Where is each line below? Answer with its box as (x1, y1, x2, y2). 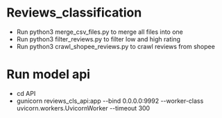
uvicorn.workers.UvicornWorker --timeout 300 (16, 104, 151, 112)
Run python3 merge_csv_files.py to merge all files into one (16, 28, 183, 36)
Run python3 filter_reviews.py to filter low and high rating (16, 35, 181, 43)
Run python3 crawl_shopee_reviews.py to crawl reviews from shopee (16, 42, 216, 50)
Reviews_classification (6, 5, 142, 21)
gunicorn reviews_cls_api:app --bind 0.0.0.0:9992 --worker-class (16, 97, 204, 105)
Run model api (6, 67, 91, 82)
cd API (16, 89, 36, 97)
